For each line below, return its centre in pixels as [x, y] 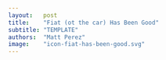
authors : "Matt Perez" [47, 37]
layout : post [33, 15]
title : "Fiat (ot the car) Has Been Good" [83, 23]
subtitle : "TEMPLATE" [43, 30]
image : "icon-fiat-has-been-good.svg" [77, 44]
